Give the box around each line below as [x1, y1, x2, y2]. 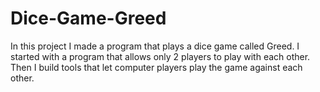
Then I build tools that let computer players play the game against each [10, 61, 303, 73]
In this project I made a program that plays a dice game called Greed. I [10, 40, 300, 52]
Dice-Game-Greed [10, 7, 167, 30]
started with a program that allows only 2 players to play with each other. [10, 50, 311, 62]
